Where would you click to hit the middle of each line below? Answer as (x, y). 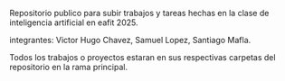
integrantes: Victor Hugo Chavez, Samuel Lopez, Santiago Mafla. (130, 40)
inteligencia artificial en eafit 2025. (74, 22)
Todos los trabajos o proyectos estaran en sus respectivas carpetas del (142, 57)
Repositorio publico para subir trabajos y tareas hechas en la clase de (139, 13)
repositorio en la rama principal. (69, 67)
